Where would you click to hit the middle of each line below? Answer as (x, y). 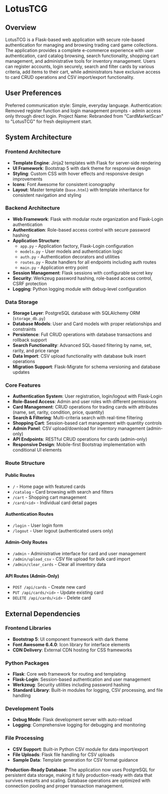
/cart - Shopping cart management (49, 497)
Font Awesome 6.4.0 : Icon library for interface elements (71, 644)
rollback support (30, 340)
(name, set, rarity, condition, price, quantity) (58, 412)
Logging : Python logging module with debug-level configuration (79, 289)
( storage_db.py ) (29, 319)
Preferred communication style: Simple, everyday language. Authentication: (84, 105)
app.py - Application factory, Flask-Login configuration (77, 246)
